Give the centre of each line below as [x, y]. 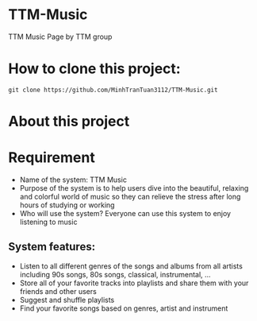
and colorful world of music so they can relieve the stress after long [130, 197]
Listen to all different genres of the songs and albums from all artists [131, 266]
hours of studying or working [67, 205]
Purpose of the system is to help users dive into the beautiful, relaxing [134, 188]
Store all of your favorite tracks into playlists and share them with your [134, 283]
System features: [52, 247]
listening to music [48, 222]
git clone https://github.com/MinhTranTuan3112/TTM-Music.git [113, 90]
